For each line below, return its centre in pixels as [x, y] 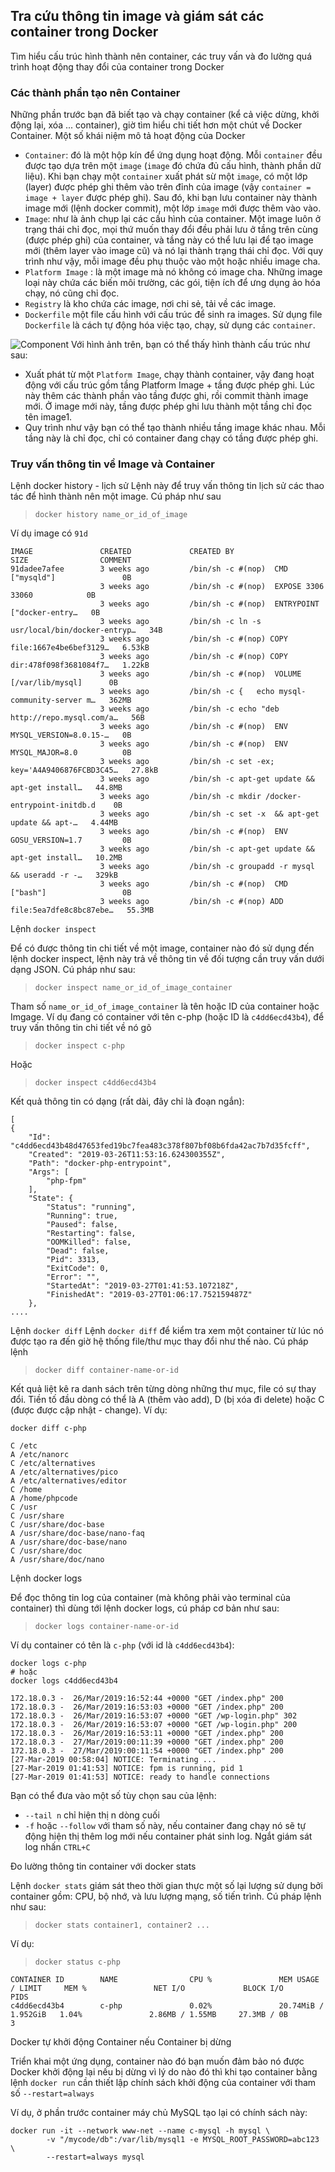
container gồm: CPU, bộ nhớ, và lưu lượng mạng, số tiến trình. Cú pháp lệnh [166, 1896]
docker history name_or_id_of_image [111, 515]
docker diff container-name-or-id [106, 1370]
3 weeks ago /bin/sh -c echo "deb [189, 709]
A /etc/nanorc [40, 1455]
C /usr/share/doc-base [57, 1525]
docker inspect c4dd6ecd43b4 [95, 1083]
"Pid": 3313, [73, 1260]
